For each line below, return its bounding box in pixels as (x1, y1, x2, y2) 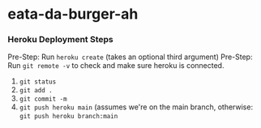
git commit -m (19, 95, 67, 104)
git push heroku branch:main (19, 113, 118, 121)
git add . (19, 87, 53, 95)
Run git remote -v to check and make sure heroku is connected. (7, 61, 225, 70)
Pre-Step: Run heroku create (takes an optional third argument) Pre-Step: (7, 52, 253, 62)
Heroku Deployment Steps (7, 34, 114, 45)
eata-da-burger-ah (7, 5, 139, 23)
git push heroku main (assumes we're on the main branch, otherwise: (19, 102, 253, 112)
